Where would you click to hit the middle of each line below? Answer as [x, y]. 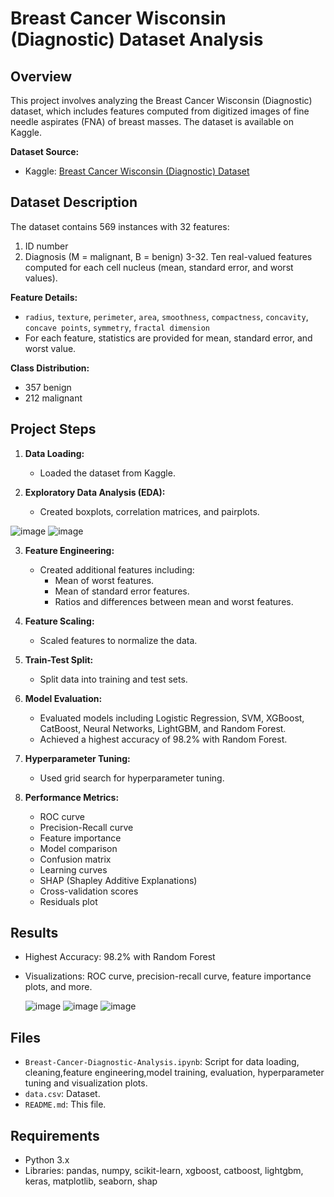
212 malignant [53, 398]
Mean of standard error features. [122, 591]
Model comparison [78, 848]
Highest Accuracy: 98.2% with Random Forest [120, 957]
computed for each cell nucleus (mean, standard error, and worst [159, 267]
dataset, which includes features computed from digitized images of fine [160, 111]
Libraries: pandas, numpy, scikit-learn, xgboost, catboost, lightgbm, [164, 1171]
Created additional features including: [117, 569]
